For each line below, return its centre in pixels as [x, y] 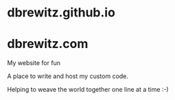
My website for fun [34, 63]
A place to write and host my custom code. [68, 76]
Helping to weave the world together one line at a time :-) [88, 90]
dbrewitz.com [48, 44]
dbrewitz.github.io [61, 13]
